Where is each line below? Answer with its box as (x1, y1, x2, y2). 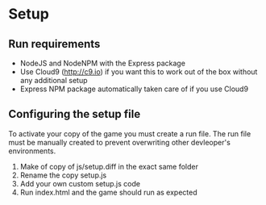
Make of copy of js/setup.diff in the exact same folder (19, 161, 199, 171)
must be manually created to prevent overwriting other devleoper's (8, 137, 231, 147)
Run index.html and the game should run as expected (19, 187, 197, 197)
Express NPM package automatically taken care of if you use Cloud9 (19, 84, 248, 94)
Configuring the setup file (8, 107, 141, 121)
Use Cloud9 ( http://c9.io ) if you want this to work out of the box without (19, 67, 258, 77)
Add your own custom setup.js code (19, 178, 141, 188)
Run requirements (8, 37, 101, 51)
